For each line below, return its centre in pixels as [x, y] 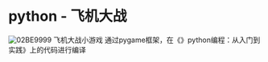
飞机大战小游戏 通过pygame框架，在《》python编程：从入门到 [157, 40]
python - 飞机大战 [68, 16]
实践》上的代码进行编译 [47, 49]
